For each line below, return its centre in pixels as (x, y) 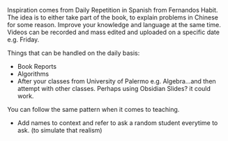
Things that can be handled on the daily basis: (74, 53)
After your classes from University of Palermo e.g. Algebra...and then (116, 81)
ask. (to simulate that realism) (60, 130)
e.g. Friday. (23, 40)
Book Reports (37, 66)
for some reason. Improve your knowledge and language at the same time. (114, 25)
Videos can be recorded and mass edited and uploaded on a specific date (113, 32)
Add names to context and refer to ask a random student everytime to (117, 123)
